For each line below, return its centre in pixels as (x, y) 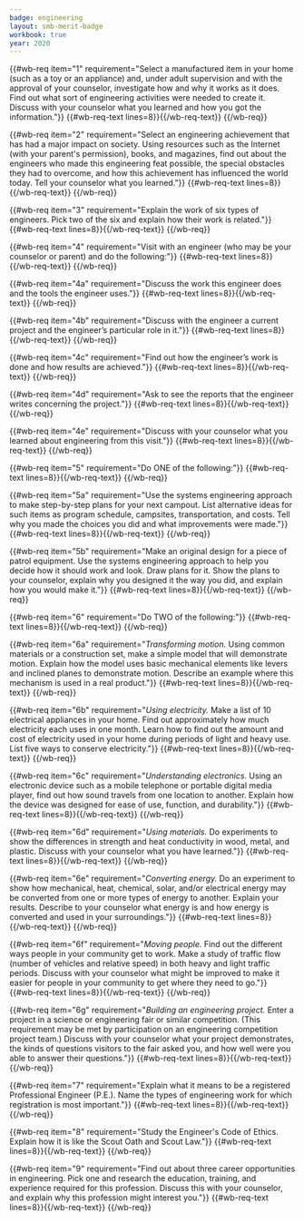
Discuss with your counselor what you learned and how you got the (135, 107)
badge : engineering (46, 18)
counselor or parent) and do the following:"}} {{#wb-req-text (123, 257)
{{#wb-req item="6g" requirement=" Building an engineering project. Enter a (152, 1010)
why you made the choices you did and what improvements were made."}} (149, 524)
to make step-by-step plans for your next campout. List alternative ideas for (151, 505)
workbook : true (38, 34)
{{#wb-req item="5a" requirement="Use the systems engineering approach (151, 495)
